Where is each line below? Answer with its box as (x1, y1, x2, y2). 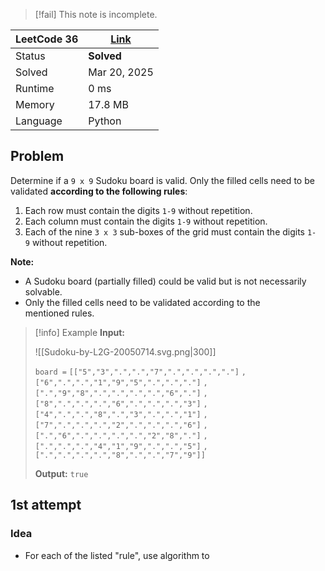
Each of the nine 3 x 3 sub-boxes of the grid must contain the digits (24, 225, 305, 238)
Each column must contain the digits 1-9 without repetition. (24, 215, 268, 227)
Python (88, 114, 122, 128)
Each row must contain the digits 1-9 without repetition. (24, 204, 253, 216)
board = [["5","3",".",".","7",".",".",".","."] (34, 367, 240, 377)
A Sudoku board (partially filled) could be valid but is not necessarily (24, 275, 307, 287)
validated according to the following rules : (10, 185, 188, 197)
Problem (10, 148, 65, 165)
